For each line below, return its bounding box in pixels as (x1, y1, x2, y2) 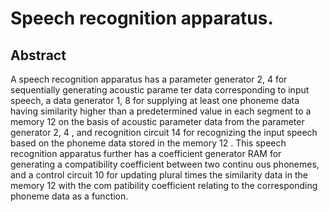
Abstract (10, 47, 67, 64)
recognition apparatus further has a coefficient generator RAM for (10, 148, 282, 159)
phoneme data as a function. (10, 190, 129, 202)
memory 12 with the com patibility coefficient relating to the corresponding (10, 180, 318, 191)
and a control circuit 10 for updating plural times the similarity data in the (10, 169, 308, 181)
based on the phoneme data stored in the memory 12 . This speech (10, 137, 287, 149)
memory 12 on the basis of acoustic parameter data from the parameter (10, 116, 305, 127)
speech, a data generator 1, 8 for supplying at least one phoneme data (10, 95, 300, 106)
